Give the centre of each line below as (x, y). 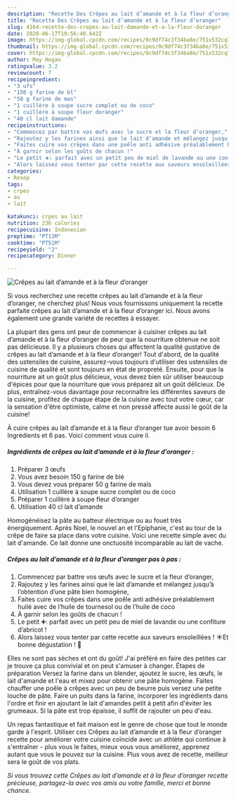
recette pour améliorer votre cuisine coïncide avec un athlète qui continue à (117, 739)
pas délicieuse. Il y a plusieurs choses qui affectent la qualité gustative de (114, 347)
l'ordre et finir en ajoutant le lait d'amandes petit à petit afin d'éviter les (110, 703)
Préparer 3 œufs (41, 469)
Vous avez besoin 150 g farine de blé (71, 477)
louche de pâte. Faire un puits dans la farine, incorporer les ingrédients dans (118, 696)
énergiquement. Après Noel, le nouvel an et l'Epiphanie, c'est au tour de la (115, 528)
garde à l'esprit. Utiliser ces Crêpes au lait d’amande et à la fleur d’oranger (115, 732)
